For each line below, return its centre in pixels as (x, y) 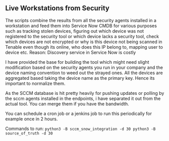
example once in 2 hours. (32, 119)
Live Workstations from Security (57, 8)
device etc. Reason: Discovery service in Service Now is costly (71, 52)
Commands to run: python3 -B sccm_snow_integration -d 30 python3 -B (80, 128)
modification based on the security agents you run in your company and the (84, 67)
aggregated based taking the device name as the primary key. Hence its (80, 78)
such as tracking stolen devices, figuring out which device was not (75, 31)
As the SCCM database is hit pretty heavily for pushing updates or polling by (85, 93)
